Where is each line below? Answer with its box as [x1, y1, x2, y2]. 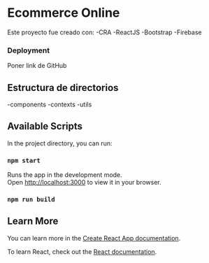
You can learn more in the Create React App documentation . [7, 234, 181, 242]
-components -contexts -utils [7, 100, 92, 109]
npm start [7, 156, 41, 164]
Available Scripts [7, 120, 82, 132]
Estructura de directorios [7, 82, 119, 94]
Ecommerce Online [7, 5, 120, 21]
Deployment [7, 45, 50, 55]
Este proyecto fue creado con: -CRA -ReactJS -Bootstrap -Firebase [7, 28, 202, 36]
